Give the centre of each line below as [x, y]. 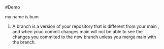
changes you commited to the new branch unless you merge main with [84, 37]
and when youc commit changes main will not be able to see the [77, 31]
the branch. [24, 42]
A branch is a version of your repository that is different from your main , [86, 26]
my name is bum [22, 17]
